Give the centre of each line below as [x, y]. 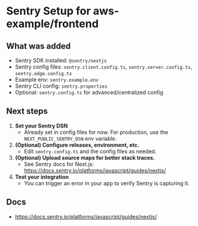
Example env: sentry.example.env [57, 80]
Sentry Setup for [49, 11]
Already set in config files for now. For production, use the [96, 132]
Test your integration [42, 177]
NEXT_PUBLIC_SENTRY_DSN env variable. [70, 138]
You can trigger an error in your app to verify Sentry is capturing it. [107, 183]
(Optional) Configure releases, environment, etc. [77, 145]
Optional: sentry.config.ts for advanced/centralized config [89, 92]
